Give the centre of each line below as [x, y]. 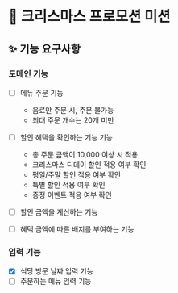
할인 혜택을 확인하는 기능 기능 [66, 137]
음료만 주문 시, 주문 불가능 [73, 110]
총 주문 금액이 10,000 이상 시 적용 [85, 155]
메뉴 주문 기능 [41, 93]
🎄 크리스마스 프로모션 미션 [89, 17]
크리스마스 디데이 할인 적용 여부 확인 [89, 165]
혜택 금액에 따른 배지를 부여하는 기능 [77, 229]
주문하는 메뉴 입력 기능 [56, 281]
